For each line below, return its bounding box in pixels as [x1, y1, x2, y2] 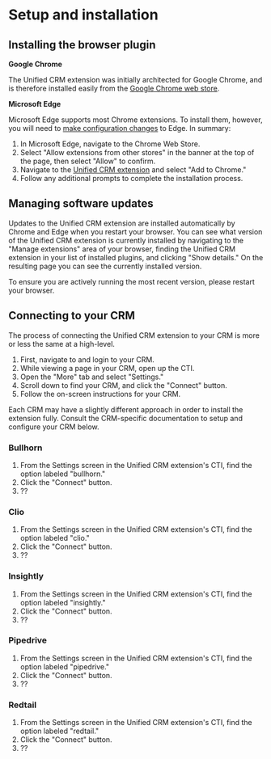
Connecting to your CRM [8, 309, 136, 323]
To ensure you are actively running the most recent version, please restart [8, 276, 255, 286]
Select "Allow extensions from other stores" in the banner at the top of [19, 148, 255, 157]
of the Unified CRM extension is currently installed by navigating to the [8, 235, 244, 245]
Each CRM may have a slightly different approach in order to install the [8, 404, 243, 414]
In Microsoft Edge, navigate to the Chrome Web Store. [19, 139, 201, 149]
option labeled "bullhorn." [19, 469, 106, 479]
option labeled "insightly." [19, 597, 106, 607]
